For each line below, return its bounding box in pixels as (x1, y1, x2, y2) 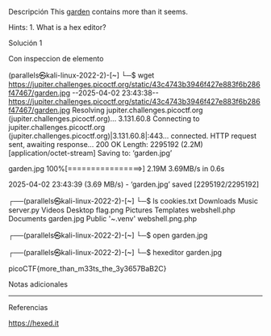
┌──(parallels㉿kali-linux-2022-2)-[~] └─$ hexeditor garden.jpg (8, 248, 223, 257)
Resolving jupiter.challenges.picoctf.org (72, 105, 203, 115)
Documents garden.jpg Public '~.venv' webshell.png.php (8, 214, 198, 223)
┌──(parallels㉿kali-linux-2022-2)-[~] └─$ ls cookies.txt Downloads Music (8, 196, 258, 205)
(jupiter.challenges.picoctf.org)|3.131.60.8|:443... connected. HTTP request (8, 131, 256, 141)
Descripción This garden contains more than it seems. (8, 7, 188, 16)
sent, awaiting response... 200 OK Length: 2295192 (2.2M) (8, 140, 203, 149)
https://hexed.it (8, 318, 59, 328)
